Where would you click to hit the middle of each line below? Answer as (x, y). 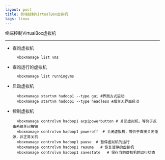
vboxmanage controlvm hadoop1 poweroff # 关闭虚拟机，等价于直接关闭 (86, 132)
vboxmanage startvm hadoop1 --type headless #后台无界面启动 (78, 102)
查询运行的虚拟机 (29, 67)
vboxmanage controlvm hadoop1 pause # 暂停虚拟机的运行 (73, 142)
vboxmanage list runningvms (46, 76)
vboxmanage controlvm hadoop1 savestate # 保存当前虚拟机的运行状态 (86, 153)
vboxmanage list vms (38, 57)
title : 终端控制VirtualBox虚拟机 (37, 14)
